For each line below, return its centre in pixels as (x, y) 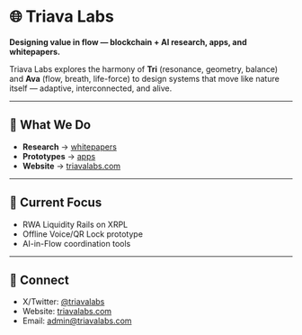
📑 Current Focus (56, 203)
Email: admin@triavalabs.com (77, 321)
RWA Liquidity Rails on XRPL (75, 224)
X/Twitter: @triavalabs (63, 302)
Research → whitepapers (69, 147)
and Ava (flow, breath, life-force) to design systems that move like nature (145, 78)
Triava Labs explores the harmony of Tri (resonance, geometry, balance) (144, 68)
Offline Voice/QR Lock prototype (83, 234)
